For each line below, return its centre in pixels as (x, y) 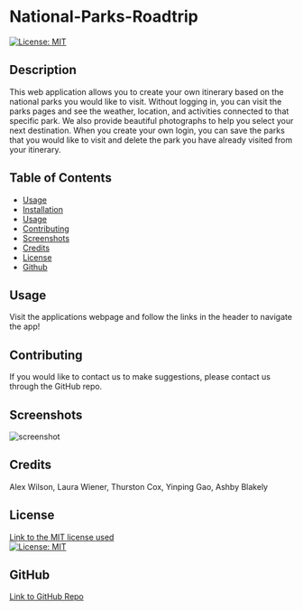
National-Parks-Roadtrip (104, 17)
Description (43, 70)
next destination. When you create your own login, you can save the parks (147, 130)
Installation (43, 209)
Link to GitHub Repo (46, 597)
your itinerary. (35, 149)
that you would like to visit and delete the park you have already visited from (151, 140)
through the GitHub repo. (56, 387)
